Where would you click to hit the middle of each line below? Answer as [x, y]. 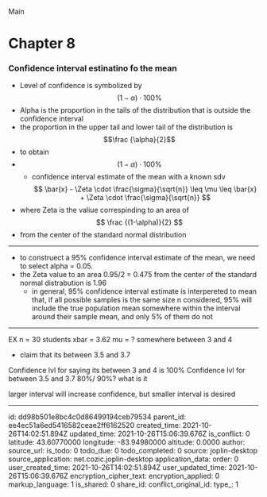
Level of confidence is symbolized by [81, 86]
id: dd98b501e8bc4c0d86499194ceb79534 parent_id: [97, 417]
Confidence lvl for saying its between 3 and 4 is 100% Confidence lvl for [127, 370]
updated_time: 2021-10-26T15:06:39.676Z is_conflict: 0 [160, 434]
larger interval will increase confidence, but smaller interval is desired [122, 394]
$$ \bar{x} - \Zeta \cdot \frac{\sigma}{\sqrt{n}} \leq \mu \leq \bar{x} [145, 189]
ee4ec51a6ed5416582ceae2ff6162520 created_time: [95, 426]
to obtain [34, 152]
